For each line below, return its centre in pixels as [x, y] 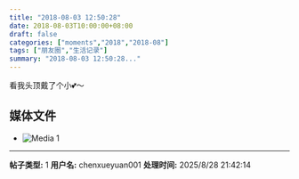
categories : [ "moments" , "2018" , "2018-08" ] [89, 42]
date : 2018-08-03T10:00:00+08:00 [71, 26]
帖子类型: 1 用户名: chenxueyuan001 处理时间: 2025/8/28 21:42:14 [130, 165]
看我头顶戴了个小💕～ [47, 85]
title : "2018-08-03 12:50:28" [65, 17]
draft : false [33, 34]
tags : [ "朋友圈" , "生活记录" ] [59, 51]
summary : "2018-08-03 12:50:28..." [75, 59]
